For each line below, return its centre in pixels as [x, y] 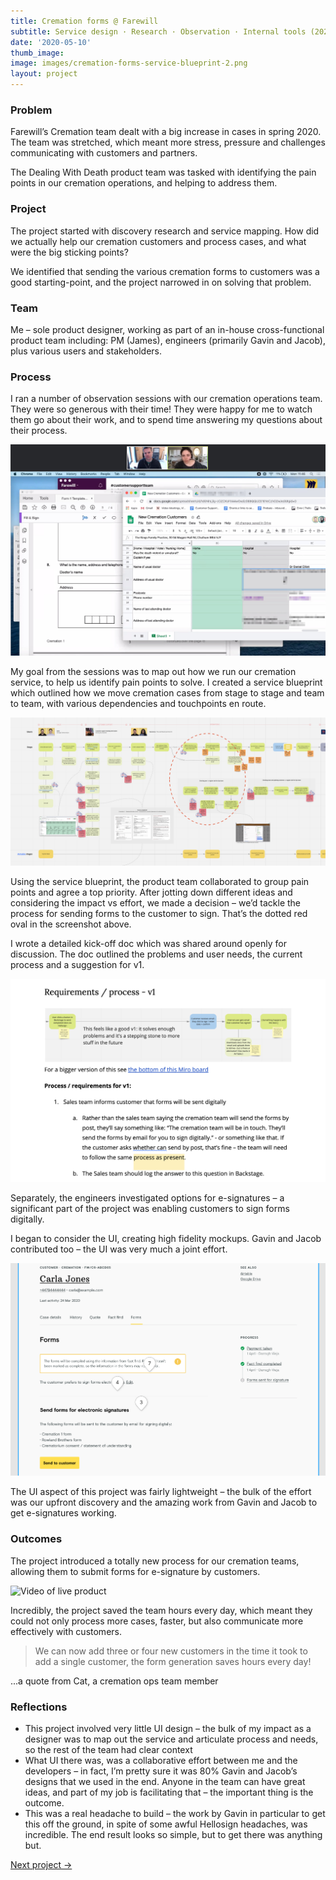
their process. [39, 431]
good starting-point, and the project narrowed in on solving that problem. [161, 282]
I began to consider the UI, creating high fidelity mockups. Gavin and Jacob [166, 1238]
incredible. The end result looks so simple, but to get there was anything [173, 1834]
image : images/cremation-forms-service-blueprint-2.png [129, 63]
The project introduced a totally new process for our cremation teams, [155, 1561]
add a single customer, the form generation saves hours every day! [173, 1661]
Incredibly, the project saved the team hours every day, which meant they [161, 1610]
